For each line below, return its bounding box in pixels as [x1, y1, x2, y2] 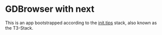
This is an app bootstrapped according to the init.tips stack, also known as [5, 20, 157, 26]
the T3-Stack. [5, 25, 34, 31]
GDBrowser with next [5, 3, 95, 15]
